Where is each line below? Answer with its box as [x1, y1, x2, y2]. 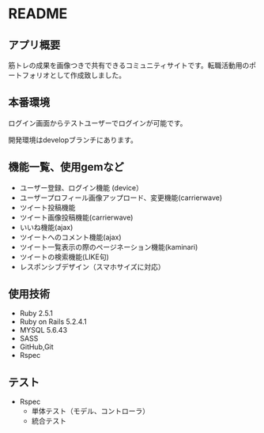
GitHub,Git [19, 342, 54, 352]
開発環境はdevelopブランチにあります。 [8, 135, 138, 145]
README [8, 5, 68, 23]
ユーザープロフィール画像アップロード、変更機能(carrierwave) [19, 193, 223, 202]
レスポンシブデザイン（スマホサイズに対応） [19, 262, 165, 271]
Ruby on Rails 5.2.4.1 [19, 317, 87, 326]
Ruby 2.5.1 [19, 309, 54, 318]
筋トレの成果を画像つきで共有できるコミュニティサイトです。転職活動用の [8, 61, 250, 70]
